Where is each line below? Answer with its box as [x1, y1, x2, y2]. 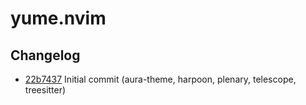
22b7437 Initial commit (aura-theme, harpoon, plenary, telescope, [24, 73, 297, 85]
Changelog [10, 47, 81, 64]
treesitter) [24, 84, 67, 96]
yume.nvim [10, 7, 107, 30]
